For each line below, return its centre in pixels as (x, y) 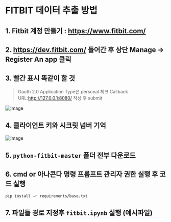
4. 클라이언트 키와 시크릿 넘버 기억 (56, 126)
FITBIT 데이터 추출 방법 (52, 10)
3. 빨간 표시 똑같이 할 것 (40, 78)
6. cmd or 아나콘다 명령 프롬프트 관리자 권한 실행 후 (82, 174)
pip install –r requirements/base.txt (46, 196)
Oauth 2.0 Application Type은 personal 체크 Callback (73, 91)
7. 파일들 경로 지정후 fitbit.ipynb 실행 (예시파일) (79, 213)
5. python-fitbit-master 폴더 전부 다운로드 (71, 155)
